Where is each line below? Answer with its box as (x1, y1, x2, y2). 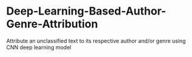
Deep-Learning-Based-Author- (6, 4, 167, 18)
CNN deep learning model (6, 44, 71, 51)
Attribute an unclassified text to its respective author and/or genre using (6, 37, 186, 44)
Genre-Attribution (6, 17, 98, 31)
